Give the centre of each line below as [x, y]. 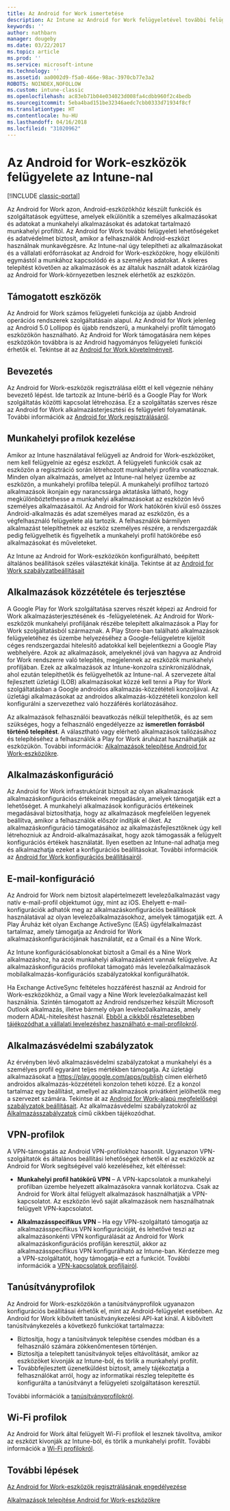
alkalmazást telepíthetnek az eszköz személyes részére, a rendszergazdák [112, 528]
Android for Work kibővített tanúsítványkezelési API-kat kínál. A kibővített [110, 1318]
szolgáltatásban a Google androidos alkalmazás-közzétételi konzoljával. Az [113, 689]
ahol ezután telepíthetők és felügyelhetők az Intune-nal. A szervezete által [111, 674]
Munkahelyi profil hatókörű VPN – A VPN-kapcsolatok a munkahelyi [114, 1179]
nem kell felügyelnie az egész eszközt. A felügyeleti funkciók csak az [104, 462]
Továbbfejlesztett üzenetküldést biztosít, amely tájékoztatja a [103, 1368]
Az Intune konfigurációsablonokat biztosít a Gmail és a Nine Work [99, 953]
